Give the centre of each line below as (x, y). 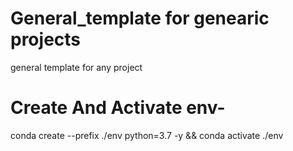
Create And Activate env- (118, 108)
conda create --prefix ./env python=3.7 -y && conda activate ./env (147, 135)
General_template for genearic (140, 18)
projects (46, 39)
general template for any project (76, 67)
